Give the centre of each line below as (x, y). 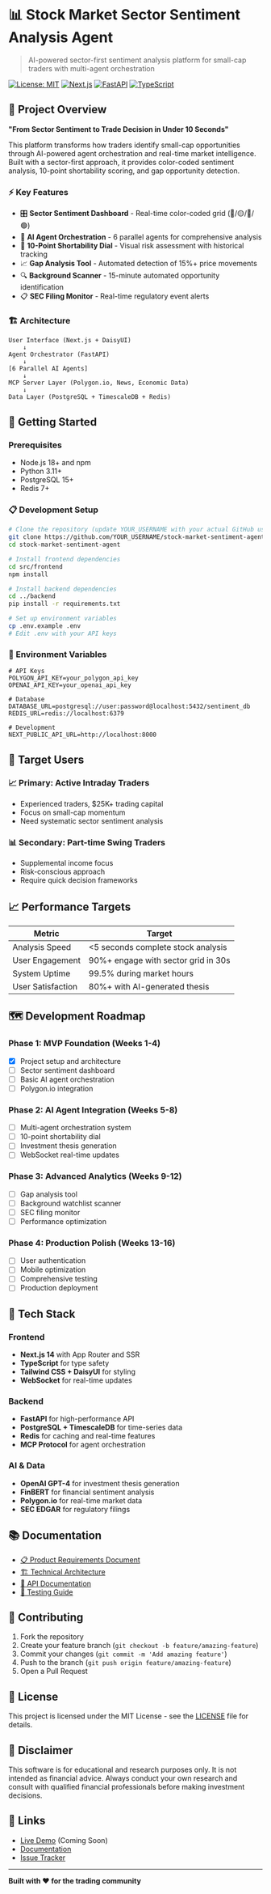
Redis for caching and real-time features (88, 1436)
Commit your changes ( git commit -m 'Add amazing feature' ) (123, 1654)
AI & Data (27, 1466)
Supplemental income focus (67, 863)
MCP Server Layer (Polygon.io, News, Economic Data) (99, 383)
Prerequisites (35, 445)
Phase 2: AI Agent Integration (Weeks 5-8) (93, 1110)
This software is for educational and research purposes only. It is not (123, 1770)
